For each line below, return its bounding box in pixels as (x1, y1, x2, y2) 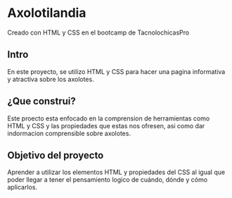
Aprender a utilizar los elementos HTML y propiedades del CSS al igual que (7, 168, 226, 177)
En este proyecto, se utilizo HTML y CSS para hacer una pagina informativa (7, 67, 226, 75)
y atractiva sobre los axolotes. (7, 75, 94, 83)
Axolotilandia (7, 5, 86, 21)
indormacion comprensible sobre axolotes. (7, 129, 131, 137)
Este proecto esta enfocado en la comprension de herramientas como (7, 114, 210, 123)
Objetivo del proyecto (7, 149, 104, 161)
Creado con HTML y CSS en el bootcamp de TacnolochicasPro (7, 28, 190, 37)
